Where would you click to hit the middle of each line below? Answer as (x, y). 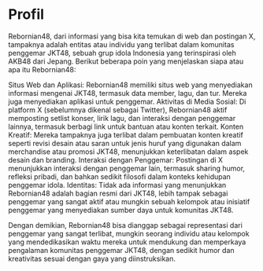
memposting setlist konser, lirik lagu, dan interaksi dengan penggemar (122, 118)
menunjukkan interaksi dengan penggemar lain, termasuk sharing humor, (127, 168)
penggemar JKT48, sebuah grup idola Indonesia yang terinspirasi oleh (122, 53)
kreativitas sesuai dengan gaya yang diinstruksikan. (92, 258)
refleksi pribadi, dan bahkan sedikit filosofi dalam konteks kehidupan (119, 176)
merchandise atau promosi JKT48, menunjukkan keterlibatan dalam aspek (128, 152)
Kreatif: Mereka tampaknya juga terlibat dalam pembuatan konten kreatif (126, 134)
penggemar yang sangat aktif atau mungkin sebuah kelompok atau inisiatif (129, 201)
